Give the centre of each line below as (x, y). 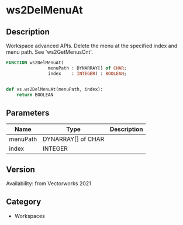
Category (24, 202)
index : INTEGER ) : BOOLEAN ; (87, 74)
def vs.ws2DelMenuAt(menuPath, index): (55, 89)
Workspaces (30, 216)
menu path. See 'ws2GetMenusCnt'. (50, 52)
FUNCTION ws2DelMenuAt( (35, 63)
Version (20, 169)
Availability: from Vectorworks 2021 (49, 184)
